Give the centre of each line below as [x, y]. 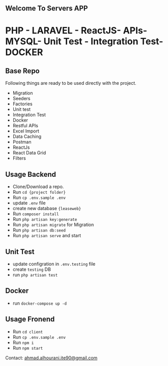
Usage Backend [31, 174]
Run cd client [28, 331]
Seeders [21, 99]
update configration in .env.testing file [54, 264]
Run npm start [28, 348]
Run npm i [23, 342]
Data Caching [27, 136]
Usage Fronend [30, 319]
